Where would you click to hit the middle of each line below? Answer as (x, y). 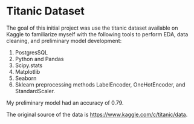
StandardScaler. (35, 91)
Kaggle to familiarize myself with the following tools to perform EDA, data (97, 34)
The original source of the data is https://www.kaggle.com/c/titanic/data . (97, 114)
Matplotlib (27, 71)
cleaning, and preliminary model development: (64, 41)
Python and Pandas (39, 59)
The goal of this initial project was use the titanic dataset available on (92, 28)
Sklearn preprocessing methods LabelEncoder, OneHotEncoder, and (100, 84)
